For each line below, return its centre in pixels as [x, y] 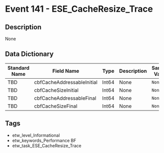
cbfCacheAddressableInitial [66, 82]
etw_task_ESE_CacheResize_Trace [47, 146]
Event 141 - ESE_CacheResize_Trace [79, 9]
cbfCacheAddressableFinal [65, 98]
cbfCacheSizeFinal [56, 106]
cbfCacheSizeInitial [56, 90]
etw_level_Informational [36, 135]
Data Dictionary [29, 54]
